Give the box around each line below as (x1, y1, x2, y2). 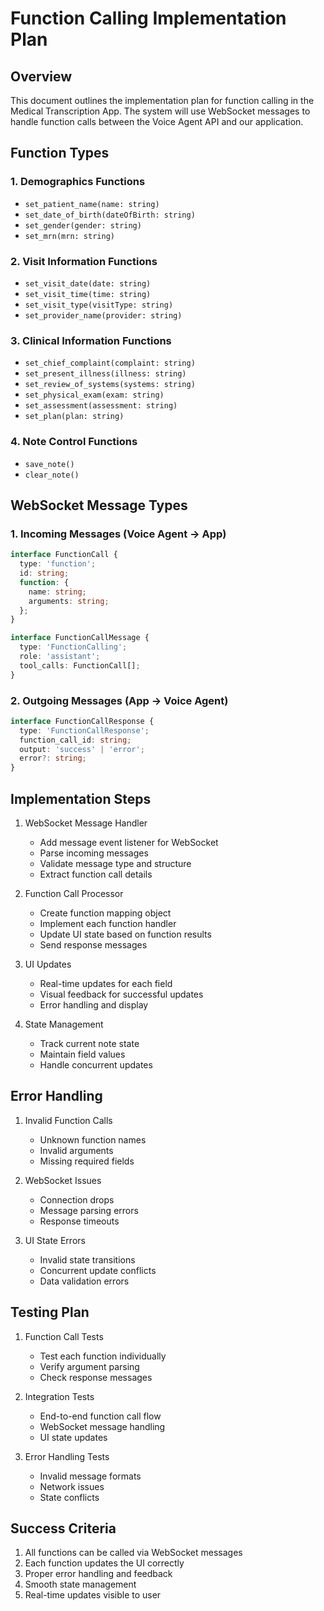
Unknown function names (39, 1133, 147, 1146)
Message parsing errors (39, 1204, 139, 1216)
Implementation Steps (10, 790, 152, 807)
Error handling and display (39, 999, 149, 1011)
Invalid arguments (39, 1144, 114, 1156)
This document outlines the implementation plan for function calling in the (10, 95, 315, 106)
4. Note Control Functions (10, 435, 138, 449)
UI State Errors (24, 1234, 86, 1246)
